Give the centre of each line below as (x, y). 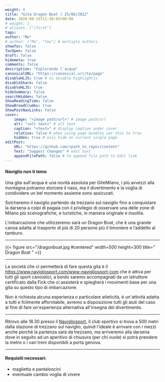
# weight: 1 (17, 23)
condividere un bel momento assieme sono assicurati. (60, 193)
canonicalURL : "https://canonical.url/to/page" (55, 74)
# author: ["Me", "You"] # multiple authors (51, 42)
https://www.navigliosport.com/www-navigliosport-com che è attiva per (78, 271)
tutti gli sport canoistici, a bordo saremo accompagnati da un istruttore (76, 277)
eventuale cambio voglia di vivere (46, 375)
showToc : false (21, 46)
